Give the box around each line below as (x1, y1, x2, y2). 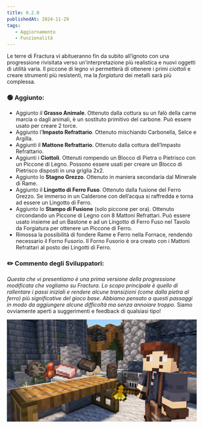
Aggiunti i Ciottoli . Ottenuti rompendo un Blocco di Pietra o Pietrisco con (15, 154, 196, 162)
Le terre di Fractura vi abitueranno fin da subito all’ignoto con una (7, 52, 169, 60)
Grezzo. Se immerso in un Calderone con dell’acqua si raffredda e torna (15, 193, 193, 200)
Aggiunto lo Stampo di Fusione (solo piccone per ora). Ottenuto (15, 206, 174, 213)
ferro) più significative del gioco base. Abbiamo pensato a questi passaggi (7, 294, 193, 301)
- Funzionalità (14, 35, 53, 42)
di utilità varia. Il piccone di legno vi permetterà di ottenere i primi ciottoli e (7, 65, 191, 72)
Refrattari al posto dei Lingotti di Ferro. (15, 244, 112, 251)
